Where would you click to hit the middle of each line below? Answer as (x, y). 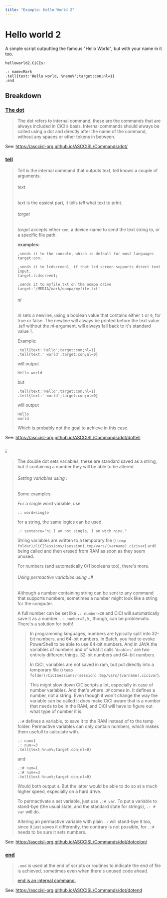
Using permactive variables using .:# (55, 577)
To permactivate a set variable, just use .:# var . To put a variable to (87, 801)
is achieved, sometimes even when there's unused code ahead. (83, 871)
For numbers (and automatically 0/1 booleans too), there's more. (83, 566)
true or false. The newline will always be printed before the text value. (89, 321)
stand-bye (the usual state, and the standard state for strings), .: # (86, 806)
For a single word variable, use (49, 503)
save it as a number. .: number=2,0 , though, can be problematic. (84, 618)
